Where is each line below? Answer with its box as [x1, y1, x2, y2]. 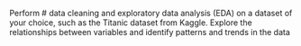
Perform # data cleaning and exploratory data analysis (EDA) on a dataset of [9, 8, 293, 18]
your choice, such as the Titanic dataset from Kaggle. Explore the [9, 17, 252, 28]
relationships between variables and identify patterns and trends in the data [9, 27, 291, 37]
